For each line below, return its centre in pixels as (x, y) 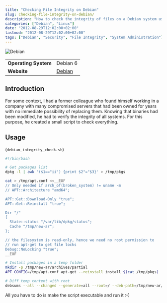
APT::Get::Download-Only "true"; (40, 199)
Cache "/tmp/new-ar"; (32, 227)
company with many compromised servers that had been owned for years (81, 106)
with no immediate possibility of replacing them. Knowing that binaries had (82, 111)
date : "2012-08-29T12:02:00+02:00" (42, 28)
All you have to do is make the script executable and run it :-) (68, 295)
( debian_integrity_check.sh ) (35, 149)
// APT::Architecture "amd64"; (38, 190)
